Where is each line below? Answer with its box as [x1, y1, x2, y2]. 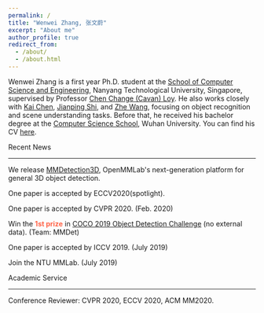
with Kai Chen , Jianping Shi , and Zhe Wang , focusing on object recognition [8, 101, 251, 111]
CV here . [8, 127, 37, 136]
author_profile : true [8, 33, 79, 42]
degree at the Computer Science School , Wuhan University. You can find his [8, 119, 255, 128]
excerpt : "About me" [8, 26, 76, 34]
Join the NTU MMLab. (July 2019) [8, 257, 118, 267]
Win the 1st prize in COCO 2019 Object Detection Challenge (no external [8, 219, 243, 228]
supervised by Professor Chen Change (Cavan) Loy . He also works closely [8, 94, 250, 103]
